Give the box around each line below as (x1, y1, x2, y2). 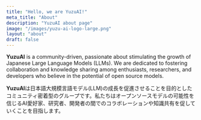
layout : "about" (6, 31, 47, 37)
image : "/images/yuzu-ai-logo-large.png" (6, 25, 112, 32)
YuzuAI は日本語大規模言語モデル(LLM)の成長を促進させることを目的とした (6, 85, 193, 92)
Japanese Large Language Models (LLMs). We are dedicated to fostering (6, 59, 188, 67)
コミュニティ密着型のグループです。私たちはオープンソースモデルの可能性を (6, 92, 194, 99)
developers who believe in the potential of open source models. (6, 73, 164, 79)
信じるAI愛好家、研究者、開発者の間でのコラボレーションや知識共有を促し (6, 100, 191, 107)
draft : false (6, 37, 39, 43)
